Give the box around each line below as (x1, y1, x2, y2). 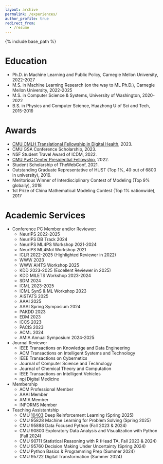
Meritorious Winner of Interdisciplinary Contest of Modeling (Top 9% (12, 177, 150, 183)
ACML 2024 (19, 329, 44, 335)
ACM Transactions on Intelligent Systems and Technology (19, 350, 135, 356)
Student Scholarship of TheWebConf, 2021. (12, 162, 99, 167)
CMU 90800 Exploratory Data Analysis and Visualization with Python (19, 427, 158, 433)
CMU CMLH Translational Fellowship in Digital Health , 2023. (12, 141, 133, 147)
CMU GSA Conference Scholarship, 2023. (12, 147, 96, 152)
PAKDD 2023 (19, 309, 46, 315)
